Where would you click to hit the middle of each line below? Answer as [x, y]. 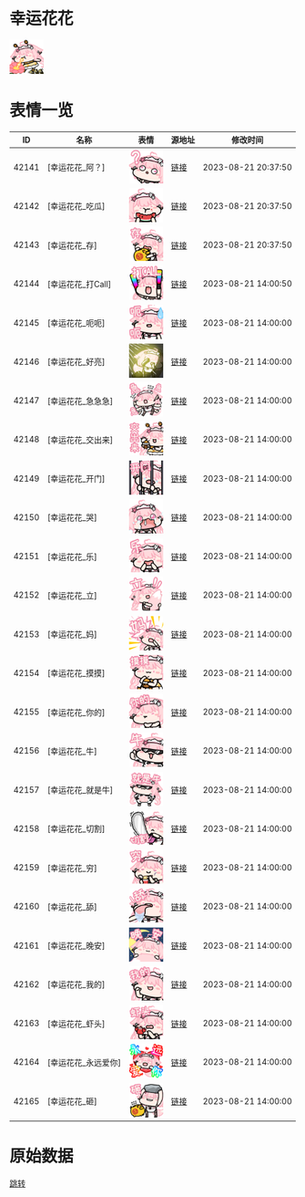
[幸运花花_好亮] [76, 362]
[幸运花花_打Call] [79, 284]
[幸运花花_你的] [76, 712]
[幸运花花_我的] [76, 984]
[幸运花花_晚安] [76, 946]
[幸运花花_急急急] [80, 401]
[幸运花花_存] [72, 245]
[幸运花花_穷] [72, 868]
